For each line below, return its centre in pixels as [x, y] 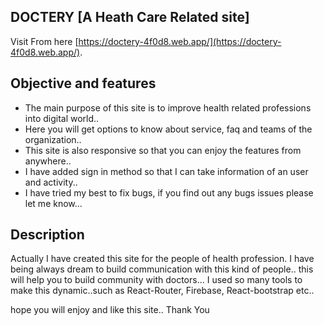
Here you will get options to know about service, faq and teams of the [168, 129]
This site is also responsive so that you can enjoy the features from [163, 150]
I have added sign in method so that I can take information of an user [166, 171]
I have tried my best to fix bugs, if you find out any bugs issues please [169, 192]
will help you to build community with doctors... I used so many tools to [156, 280]
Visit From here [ [44, 41]
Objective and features [83, 83]
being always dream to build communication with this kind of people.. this [162, 269]
